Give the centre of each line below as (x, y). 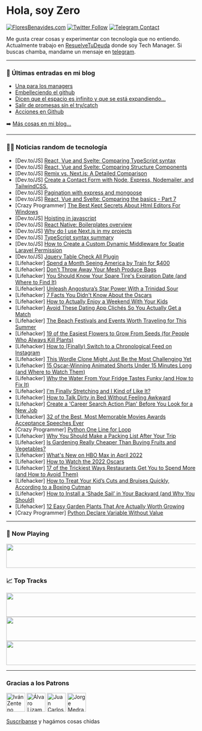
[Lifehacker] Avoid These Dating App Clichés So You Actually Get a (98, 307)
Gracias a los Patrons (38, 683)
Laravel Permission (38, 250)
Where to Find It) (36, 282)
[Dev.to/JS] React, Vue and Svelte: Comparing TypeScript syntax (95, 160)
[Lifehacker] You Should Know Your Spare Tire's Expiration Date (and (101, 275)
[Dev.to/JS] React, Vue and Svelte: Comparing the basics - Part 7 (96, 199)
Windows (26, 212)
